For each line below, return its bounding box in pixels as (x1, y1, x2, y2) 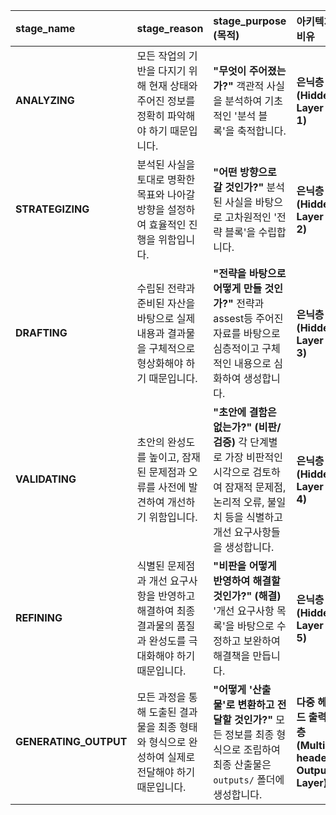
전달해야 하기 (136, 765, 196, 779)
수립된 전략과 (136, 282, 196, 295)
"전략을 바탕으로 (213, 267, 287, 280)
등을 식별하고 (224, 510, 283, 524)
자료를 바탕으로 (213, 327, 281, 340)
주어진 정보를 (136, 94, 196, 108)
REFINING (15, 611, 63, 624)
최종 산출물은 (213, 758, 272, 771)
